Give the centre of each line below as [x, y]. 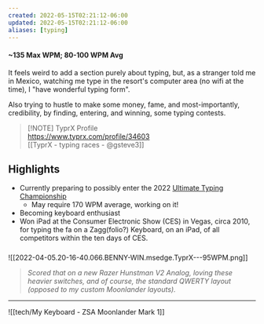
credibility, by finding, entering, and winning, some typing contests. [117, 113]
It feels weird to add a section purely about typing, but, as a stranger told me [132, 72]
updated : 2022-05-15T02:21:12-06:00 [68, 23]
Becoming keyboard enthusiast [70, 213]
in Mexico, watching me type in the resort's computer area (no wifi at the [126, 81]
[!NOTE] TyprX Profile [62, 128]
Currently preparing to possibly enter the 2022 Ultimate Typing [121, 188]
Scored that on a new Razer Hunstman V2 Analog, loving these [130, 273]
